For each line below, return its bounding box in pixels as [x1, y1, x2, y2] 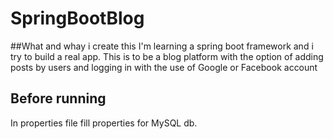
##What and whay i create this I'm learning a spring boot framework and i [10, 40, 314, 52]
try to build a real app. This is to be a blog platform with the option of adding [10, 50, 324, 62]
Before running [10, 90, 107, 107]
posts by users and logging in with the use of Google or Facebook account [10, 61, 318, 73]
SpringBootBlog [10, 7, 145, 30]
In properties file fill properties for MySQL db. [10, 117, 198, 129]
